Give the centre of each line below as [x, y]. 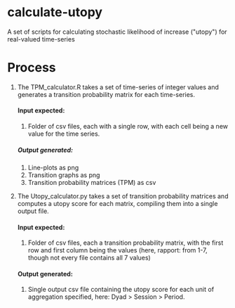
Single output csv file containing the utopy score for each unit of [121, 290]
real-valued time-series [41, 39]
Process [32, 68]
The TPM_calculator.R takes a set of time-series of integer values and [118, 87]
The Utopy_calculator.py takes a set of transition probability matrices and [123, 196]
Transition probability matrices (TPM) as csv [92, 183]
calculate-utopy [55, 12]
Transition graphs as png [64, 175]
